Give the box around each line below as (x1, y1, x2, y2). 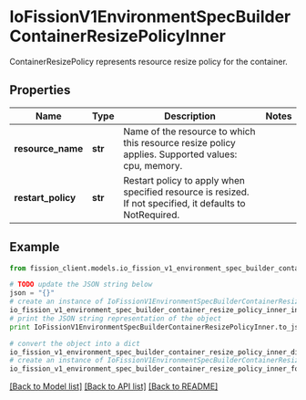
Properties (9, 82, 71, 98)
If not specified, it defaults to (122, 196, 246, 209)
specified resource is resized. (122, 185, 250, 198)
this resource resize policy (122, 136, 236, 149)
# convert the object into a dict (9, 339, 141, 348)
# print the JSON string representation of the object (9, 313, 222, 323)
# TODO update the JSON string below (9, 280, 153, 289)
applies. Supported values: (122, 148, 238, 161)
